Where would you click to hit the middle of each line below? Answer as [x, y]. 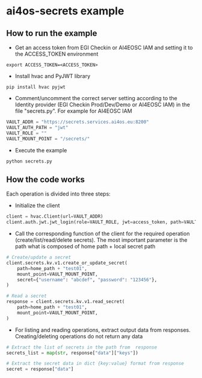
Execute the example [41, 150]
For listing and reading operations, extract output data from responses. [103, 330]
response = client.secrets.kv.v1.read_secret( [66, 302]
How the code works [46, 179]
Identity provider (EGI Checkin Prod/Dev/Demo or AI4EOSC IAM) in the [103, 104]
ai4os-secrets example [65, 11]
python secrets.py [29, 161]
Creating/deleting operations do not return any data [79, 336]
